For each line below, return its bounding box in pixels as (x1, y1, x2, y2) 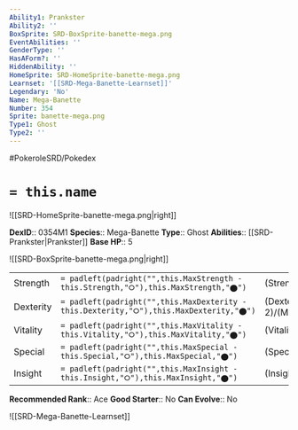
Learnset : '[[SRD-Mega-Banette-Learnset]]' (9, 79, 173, 88)
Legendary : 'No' (9, 87, 69, 96)
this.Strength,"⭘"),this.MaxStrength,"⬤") (60, 282, 247, 293)
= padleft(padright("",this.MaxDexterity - (60, 297, 247, 307)
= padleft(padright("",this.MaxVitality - (60, 320, 242, 331)
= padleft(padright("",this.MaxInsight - (60, 364, 238, 373)
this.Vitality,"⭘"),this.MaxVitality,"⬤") (60, 329, 247, 340)
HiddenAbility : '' (9, 63, 77, 72)
